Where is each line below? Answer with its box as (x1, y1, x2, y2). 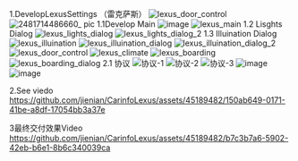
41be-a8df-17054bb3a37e (9, 105, 106, 114)
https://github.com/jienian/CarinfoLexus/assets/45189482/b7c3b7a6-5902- (9, 133, 289, 143)
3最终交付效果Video (9, 123, 83, 133)
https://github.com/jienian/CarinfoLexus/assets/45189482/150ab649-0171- (9, 95, 286, 106)
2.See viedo (9, 85, 54, 96)
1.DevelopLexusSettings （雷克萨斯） (9, 9, 147, 19)
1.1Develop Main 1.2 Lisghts (97, 19, 283, 30)
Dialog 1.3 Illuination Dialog (9, 29, 277, 38)
